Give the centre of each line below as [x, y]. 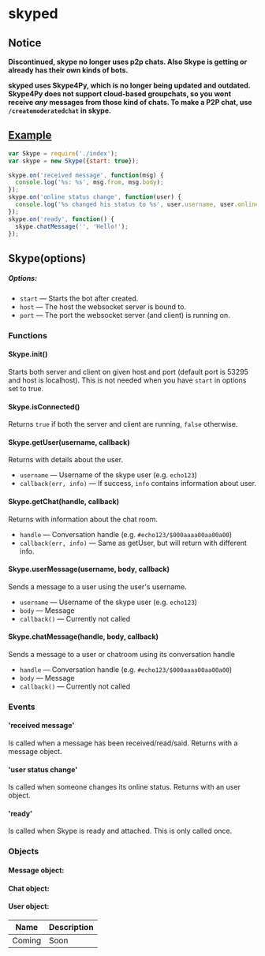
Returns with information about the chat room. [83, 519]
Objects [24, 851]
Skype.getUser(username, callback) [69, 442]
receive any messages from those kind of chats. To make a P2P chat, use [130, 102]
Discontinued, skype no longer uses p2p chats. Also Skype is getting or [128, 62]
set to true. [26, 388]
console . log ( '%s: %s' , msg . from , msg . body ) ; [90, 182]
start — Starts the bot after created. [79, 298]
